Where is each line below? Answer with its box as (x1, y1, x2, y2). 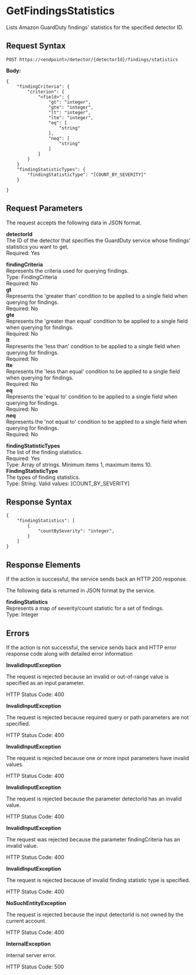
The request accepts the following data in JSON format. (6, 219, 142, 226)
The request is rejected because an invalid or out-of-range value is (6, 673, 169, 680)
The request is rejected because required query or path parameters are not (6, 714, 189, 720)
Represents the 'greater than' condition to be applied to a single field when (6, 292, 188, 300)
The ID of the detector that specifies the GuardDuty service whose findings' (6, 237, 191, 244)
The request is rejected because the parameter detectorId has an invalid (6, 795, 182, 802)
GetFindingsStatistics (6, 4, 115, 18)
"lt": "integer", (48, 110, 92, 115)
